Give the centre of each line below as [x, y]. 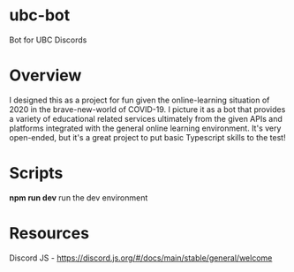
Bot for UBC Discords [48, 40]
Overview [45, 76]
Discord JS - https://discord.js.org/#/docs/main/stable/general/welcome [141, 258]
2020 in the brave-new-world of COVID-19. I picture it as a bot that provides [147, 109]
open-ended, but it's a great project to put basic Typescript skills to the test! [147, 137]
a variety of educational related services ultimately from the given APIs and [146, 118]
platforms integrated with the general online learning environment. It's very [145, 128]
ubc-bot [40, 15]
